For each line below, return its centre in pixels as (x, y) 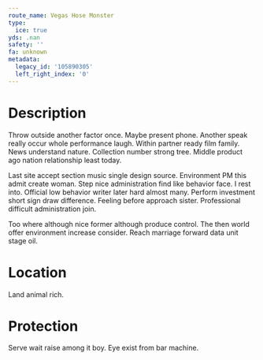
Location (37, 272)
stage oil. (23, 240)
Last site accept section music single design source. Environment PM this (127, 175)
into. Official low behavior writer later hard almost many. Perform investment (132, 192)
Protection (43, 326)
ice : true (31, 30)
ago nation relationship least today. (65, 160)
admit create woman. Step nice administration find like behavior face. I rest (130, 184)
